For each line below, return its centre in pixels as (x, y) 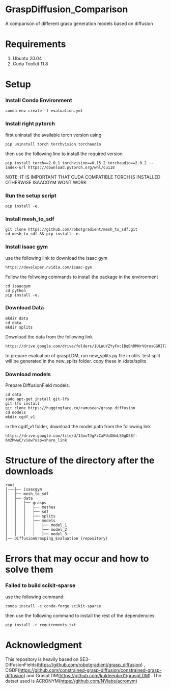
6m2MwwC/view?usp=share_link (36, 440)
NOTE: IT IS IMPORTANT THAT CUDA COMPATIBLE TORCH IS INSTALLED (83, 177)
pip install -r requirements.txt (41, 625)
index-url (16, 167)
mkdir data (17, 318)
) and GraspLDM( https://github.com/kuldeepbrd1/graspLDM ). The (93, 675)
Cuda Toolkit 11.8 (30, 64)
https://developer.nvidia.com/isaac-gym (49, 267)
